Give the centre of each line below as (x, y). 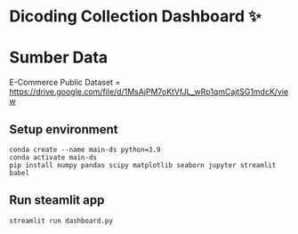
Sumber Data (59, 57)
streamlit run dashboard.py (61, 221)
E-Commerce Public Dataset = (65, 83)
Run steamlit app (57, 201)
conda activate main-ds (53, 157)
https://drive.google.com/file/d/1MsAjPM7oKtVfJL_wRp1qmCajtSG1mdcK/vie (149, 92)
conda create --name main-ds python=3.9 (85, 149)
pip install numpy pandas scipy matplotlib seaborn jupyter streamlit (143, 165)
